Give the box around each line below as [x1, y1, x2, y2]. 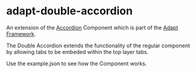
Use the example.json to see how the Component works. [6, 60, 147, 67]
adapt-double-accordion [6, 4, 133, 18]
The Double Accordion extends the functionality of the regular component [6, 42, 190, 49]
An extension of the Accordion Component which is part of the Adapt [6, 24, 179, 31]
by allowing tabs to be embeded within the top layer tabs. [6, 48, 149, 55]
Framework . [6, 30, 36, 37]
